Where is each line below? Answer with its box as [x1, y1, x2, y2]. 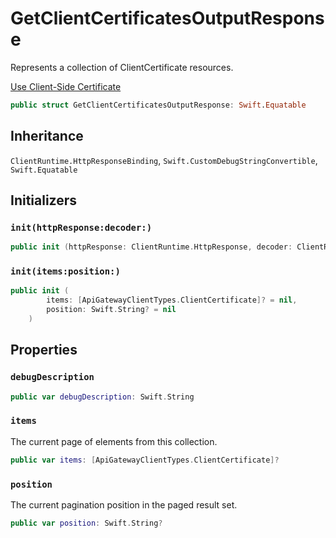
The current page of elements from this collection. [10, 435, 218, 447]
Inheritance [10, 128, 84, 145]
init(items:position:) [10, 266, 121, 277]
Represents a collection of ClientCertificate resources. [10, 61, 234, 73]
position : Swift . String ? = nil [46, 305, 177, 315]
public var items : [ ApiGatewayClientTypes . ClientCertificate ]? [10, 455, 280, 465]
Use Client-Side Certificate [10, 80, 122, 92]
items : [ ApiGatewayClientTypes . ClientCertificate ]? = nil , [46, 295, 298, 306]
